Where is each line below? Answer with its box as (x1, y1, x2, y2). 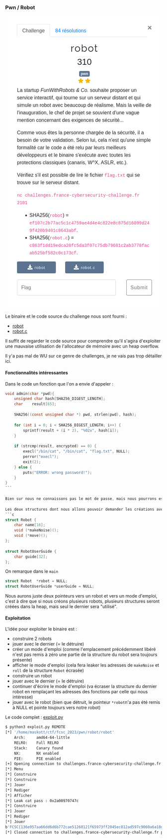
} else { (14, 464, 32, 470)
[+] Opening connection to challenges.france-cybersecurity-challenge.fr (5, 761, 162, 767)
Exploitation (5, 615, 31, 621)
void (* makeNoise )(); (14, 528, 59, 533)
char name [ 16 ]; (14, 523, 46, 528)
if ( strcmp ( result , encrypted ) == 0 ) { (14, 443, 97, 449)
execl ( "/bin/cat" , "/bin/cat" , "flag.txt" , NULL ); (23, 449, 130, 454)
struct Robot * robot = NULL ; (5, 579, 68, 584)
